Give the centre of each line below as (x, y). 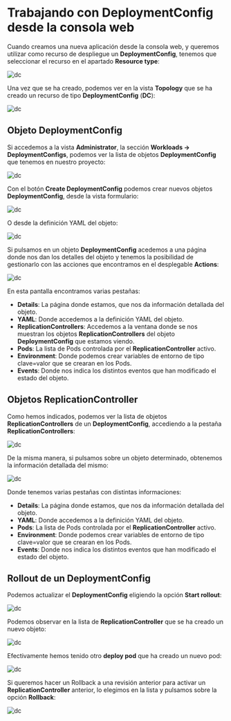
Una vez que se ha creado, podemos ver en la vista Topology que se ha (110, 88)
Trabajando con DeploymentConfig (110, 13)
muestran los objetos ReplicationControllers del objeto (96, 334)
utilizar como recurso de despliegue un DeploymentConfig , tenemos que (112, 54)
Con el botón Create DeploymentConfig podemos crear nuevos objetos (110, 189)
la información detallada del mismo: (58, 465)
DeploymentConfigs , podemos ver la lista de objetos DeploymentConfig (112, 154)
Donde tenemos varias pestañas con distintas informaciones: (94, 491)
